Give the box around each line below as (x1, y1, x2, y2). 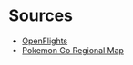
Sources (8, 5, 74, 26)
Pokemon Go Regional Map (21, 44, 125, 55)
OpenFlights (21, 35, 68, 46)
